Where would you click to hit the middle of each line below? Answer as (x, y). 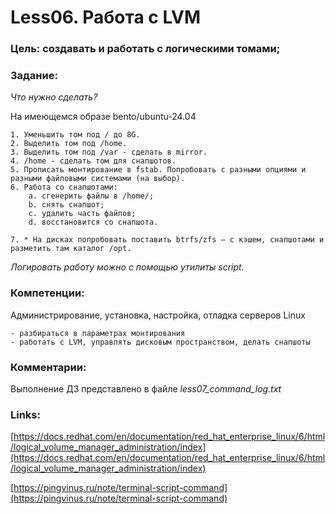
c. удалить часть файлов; (82, 214)
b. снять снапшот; (66, 205)
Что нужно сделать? (54, 97)
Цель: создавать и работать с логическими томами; (145, 49)
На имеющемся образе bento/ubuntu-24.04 (103, 117)
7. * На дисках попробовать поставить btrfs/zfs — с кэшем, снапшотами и (167, 240)
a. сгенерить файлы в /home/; (91, 196)
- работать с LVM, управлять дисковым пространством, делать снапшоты (160, 342)
